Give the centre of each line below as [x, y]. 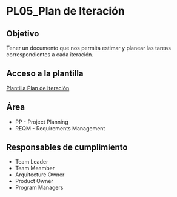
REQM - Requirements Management [60, 128]
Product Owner [34, 181]
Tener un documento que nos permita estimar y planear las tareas [89, 48]
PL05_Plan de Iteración [66, 11]
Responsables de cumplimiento [67, 148]
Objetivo [23, 34]
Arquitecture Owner [40, 175]
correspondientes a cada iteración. [50, 55]
